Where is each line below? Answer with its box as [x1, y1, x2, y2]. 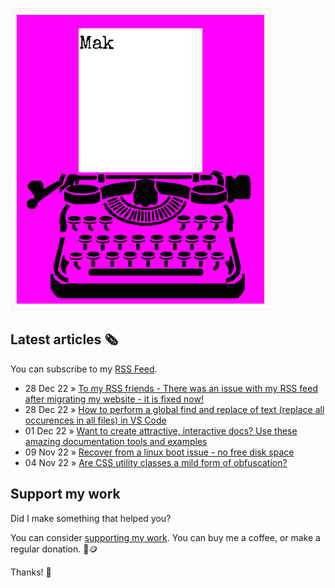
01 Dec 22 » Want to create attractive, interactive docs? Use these [24, 424, 298, 437]
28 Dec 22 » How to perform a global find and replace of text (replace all [24, 403, 325, 415]
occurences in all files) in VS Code [24, 414, 167, 426]
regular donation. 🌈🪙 [10, 543, 98, 555]
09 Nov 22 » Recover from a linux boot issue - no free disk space [24, 446, 295, 458]
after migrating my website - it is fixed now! [24, 393, 204, 405]
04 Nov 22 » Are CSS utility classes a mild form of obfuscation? [24, 456, 288, 468]
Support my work [10, 486, 121, 503]
